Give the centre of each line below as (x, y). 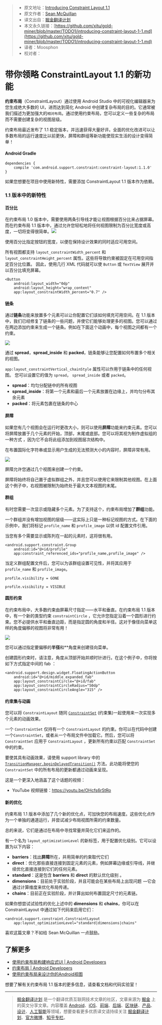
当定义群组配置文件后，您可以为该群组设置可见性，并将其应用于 (68, 563)
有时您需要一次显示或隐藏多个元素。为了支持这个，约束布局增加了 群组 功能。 (81, 509)
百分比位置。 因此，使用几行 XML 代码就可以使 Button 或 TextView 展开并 (81, 264)
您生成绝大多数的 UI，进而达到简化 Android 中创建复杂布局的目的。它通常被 (80, 107)
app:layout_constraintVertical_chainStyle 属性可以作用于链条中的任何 (76, 369)
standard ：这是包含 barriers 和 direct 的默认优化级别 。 (68, 875)
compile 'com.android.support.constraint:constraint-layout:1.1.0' (83, 168)
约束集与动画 (18, 701)
